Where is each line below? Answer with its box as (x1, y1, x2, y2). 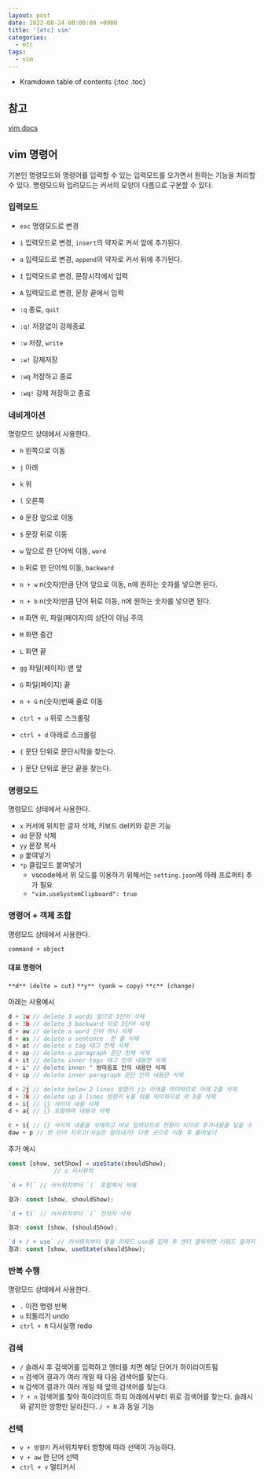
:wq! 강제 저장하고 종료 (19, 388, 91, 397)
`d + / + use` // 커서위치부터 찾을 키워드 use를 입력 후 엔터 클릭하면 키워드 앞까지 (8, 1238, 255, 1246)
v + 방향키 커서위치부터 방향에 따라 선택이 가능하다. (19, 1442, 176, 1451)
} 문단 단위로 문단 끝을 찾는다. (19, 764, 112, 773)
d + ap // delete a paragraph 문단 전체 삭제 (8, 1049, 150, 1057)
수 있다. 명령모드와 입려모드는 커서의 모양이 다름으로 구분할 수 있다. (8, 180, 214, 190)
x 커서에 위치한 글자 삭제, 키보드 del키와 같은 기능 (19, 821, 171, 831)
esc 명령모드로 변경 (19, 221, 79, 231)
